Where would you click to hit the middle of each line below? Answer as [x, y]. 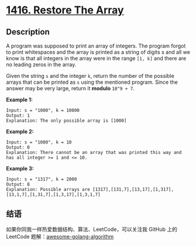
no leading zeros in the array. [41, 64]
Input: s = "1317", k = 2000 [42, 179]
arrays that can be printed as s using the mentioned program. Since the [92, 82]
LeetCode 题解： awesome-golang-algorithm [60, 236]
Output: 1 [18, 115]
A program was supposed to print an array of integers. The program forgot [96, 46]
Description [28, 32]
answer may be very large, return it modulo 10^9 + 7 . [70, 88]
